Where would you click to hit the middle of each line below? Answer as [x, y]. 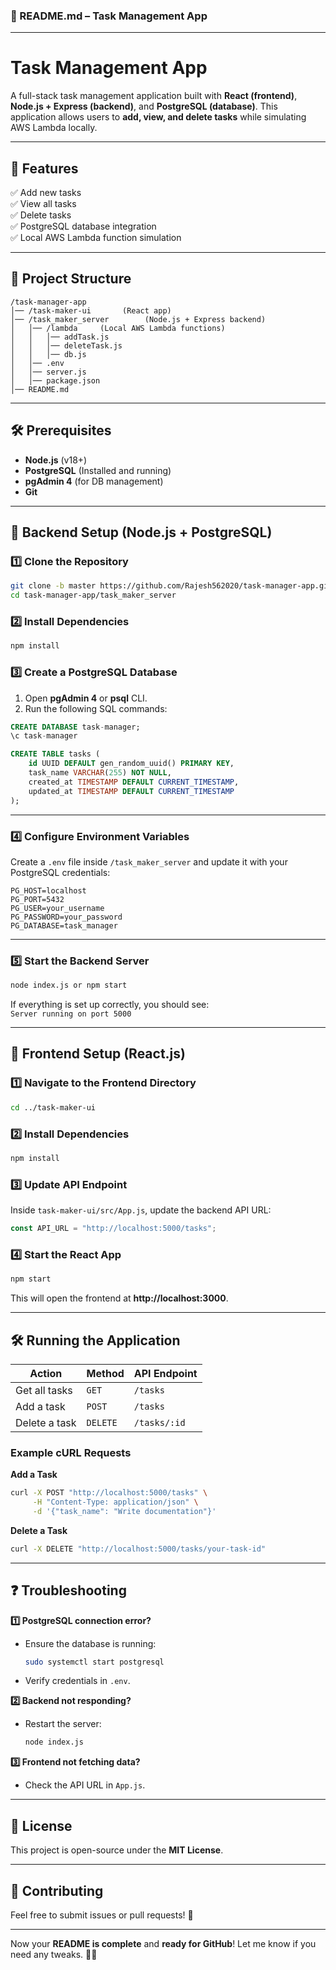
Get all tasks [44, 1390]
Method [105, 1373]
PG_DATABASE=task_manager [64, 925]
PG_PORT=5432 [37, 899]
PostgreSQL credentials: [60, 872]
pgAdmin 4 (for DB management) [94, 481]
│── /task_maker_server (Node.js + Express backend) [138, 319]
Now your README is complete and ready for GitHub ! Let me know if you [163, 1943]
